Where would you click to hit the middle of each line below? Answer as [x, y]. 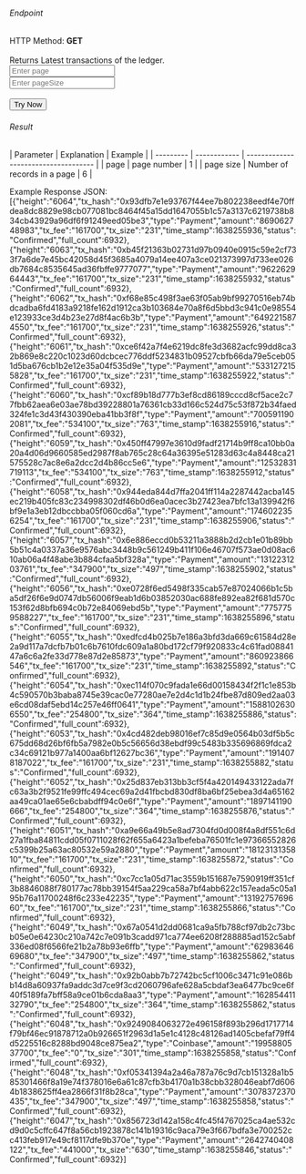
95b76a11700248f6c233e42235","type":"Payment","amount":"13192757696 [152, 898]
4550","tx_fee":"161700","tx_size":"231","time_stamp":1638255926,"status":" [152, 327]
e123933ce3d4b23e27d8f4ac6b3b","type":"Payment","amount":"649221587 [153, 318]
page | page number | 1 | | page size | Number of [197, 165]
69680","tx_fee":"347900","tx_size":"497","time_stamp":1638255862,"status [152, 956]
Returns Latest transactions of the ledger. [87, 60]
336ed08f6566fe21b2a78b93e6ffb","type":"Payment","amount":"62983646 [152, 946]
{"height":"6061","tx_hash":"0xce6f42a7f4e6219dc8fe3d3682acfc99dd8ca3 [153, 347]
